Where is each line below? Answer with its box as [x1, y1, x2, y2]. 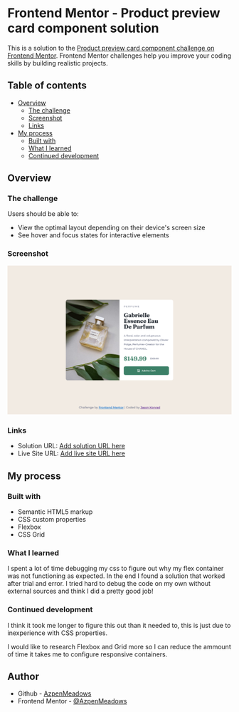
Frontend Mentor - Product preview [7, 5, 221, 21]
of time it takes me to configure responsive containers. [7, 650, 168, 659]
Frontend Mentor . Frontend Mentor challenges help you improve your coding [7, 51, 232, 60]
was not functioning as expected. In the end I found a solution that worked [7, 572, 225, 580]
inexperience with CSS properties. [7, 629, 108, 637]
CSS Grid [17, 530, 45, 539]
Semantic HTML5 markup [17, 507, 93, 516]
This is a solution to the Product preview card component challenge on [7, 43, 215, 52]
